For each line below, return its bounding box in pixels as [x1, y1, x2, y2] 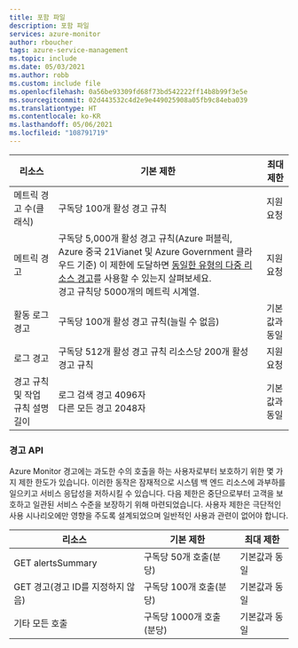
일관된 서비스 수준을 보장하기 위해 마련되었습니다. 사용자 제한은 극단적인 [32, 499, 282, 510]
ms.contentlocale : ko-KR [9, 112, 101, 121]
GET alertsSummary [13, 557, 98, 569]
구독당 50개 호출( [143, 551, 213, 564]
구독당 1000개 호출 [143, 611, 222, 623]
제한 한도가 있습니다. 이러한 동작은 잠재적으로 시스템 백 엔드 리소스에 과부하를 [18, 477, 286, 488]
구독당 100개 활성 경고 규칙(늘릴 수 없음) [58, 315, 220, 328]
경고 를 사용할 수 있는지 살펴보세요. [76, 272, 212, 284]
